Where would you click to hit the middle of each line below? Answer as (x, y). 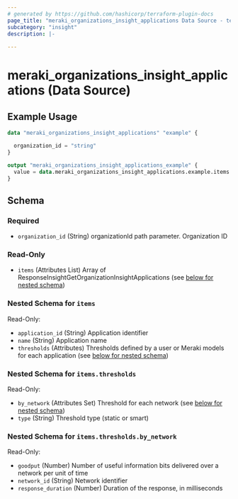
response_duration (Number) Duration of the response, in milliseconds (120, 488)
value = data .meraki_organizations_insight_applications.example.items (122, 172)
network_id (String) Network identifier (73, 481)
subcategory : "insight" (42, 27)
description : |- (31, 34)
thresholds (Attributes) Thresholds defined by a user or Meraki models (121, 348)
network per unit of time (53, 473)
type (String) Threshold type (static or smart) (83, 418)
